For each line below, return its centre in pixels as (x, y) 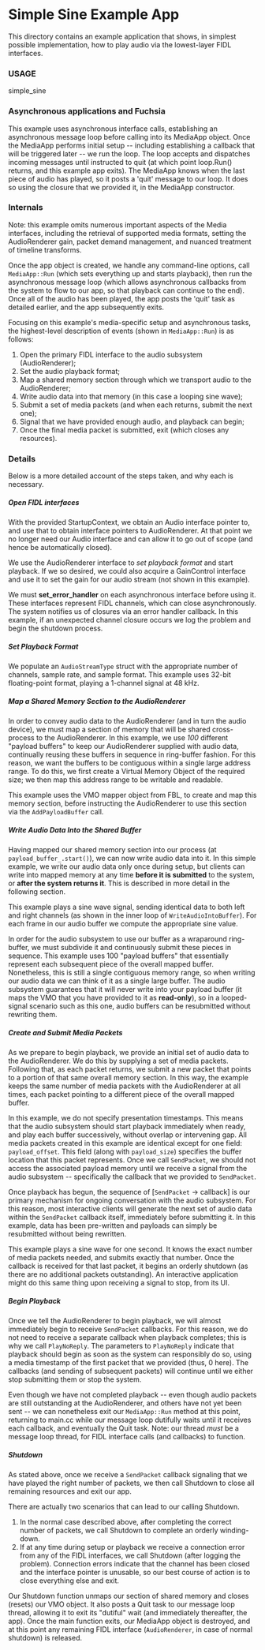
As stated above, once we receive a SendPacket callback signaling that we (128, 1474)
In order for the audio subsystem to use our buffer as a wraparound (118, 939)
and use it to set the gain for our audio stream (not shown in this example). (129, 580)
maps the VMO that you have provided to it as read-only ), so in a (114, 997)
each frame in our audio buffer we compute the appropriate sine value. (123, 924)
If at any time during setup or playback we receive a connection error (132, 1547)
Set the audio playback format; (70, 371)
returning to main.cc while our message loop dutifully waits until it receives (130, 1420)
